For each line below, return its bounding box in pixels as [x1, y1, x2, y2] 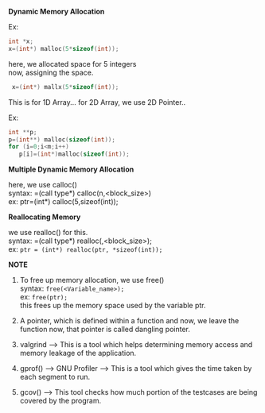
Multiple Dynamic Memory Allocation [8, 164, 134, 174]
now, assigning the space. [8, 68, 94, 77]
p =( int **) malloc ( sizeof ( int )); [8, 135, 115, 144]
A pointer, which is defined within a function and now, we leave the [19, 316, 240, 326]
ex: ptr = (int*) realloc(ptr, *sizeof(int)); [8, 245, 163, 254]
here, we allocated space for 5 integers [8, 59, 137, 68]
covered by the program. [19, 396, 102, 406]
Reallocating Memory [8, 212, 81, 222]
